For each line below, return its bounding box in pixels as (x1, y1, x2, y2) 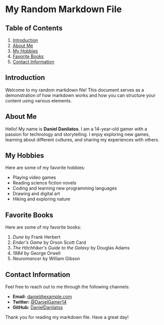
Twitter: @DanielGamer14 (12, 299, 67, 305)
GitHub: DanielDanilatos (12, 304, 63, 310)
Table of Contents (5, 24, 63, 32)
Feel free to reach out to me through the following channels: (5, 284, 130, 290)
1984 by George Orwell (12, 250, 61, 257)
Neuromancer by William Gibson (12, 256, 80, 262)
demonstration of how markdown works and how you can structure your (5, 92, 156, 98)
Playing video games (12, 174, 57, 180)
